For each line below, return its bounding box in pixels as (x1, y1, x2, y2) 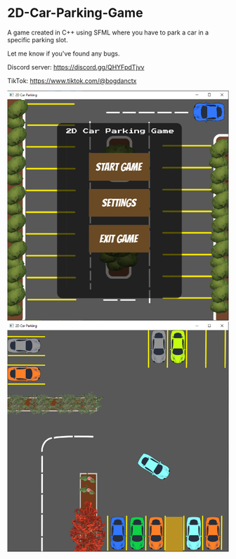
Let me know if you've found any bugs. (7, 49, 120, 58)
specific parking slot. (7, 35, 68, 44)
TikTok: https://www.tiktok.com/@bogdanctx (7, 76, 137, 85)
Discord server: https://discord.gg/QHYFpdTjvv (7, 63, 145, 71)
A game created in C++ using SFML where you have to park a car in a (7, 28, 209, 37)
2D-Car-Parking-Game (7, 5, 143, 21)
